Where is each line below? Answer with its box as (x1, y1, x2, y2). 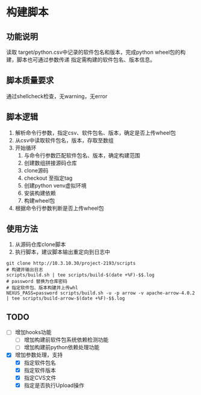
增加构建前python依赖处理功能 (23, 344, 100, 351)
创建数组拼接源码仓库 (23, 159, 77, 166)
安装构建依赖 (23, 189, 56, 197)
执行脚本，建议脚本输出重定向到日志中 (14, 248, 110, 256)
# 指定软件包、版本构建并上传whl (6, 285, 78, 291)
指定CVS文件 (23, 374, 57, 381)
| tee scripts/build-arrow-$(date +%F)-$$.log (6, 295, 125, 302)
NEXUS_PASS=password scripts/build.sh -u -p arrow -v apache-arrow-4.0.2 (6, 290, 196, 296)
